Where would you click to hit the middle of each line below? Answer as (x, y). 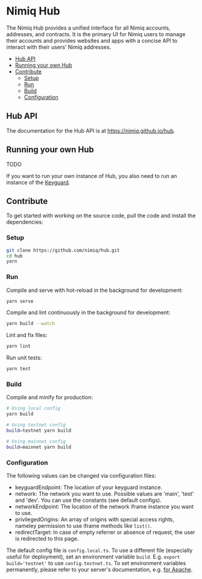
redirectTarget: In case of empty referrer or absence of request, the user (105, 532)
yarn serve (20, 301)
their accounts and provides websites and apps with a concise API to (92, 40)
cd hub (14, 256)
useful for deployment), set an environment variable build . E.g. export (93, 557)
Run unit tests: (24, 358)
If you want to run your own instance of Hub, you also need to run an (92, 176)
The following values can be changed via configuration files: (81, 475)
